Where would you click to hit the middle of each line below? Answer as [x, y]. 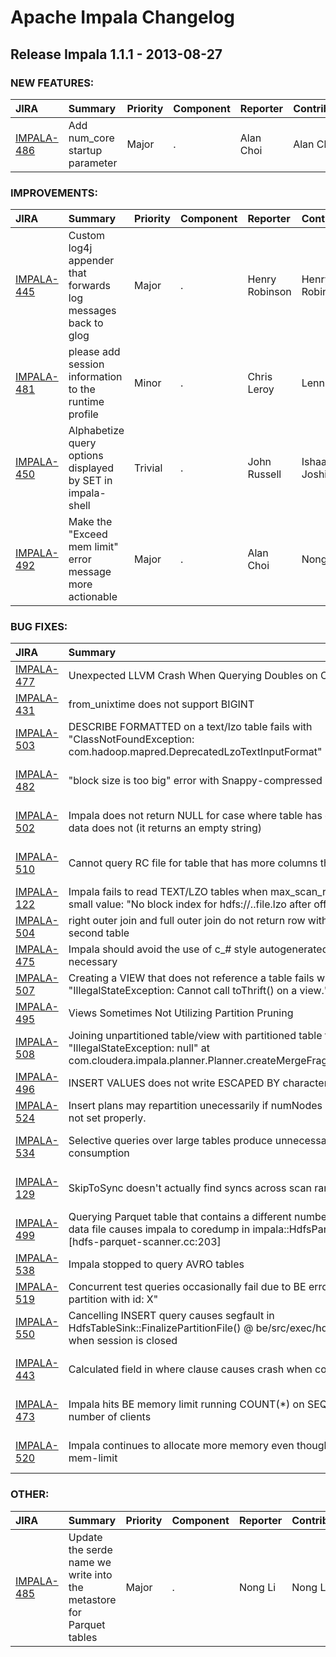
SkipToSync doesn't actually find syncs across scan [190, 1188]
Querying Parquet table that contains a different [180, 1217]
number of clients [110, 1417]
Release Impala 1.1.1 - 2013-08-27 [116, 54]
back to [86, 323]
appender [91, 261]
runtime [86, 402]
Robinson [269, 292]
